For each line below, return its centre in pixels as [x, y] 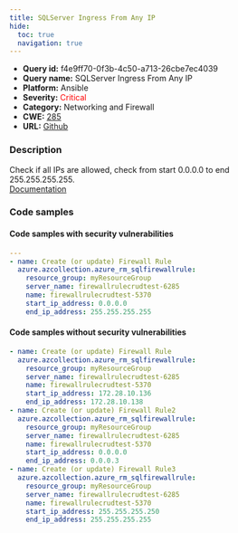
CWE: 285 [42, 117]
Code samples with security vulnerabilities [91, 234]
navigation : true [50, 43]
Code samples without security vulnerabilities [98, 332]
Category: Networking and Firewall [88, 107]
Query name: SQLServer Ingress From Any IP [107, 79]
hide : [19, 26]
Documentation [38, 189]
